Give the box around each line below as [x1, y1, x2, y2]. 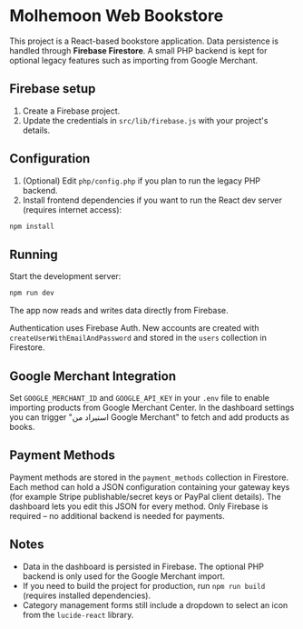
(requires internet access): [22, 204, 122, 215]
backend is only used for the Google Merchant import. [22, 570, 225, 582]
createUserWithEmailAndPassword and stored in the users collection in [9, 333, 268, 344]
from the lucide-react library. [22, 609, 134, 620]
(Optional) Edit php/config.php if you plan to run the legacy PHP [22, 175, 261, 186]
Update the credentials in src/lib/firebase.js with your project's [22, 115, 269, 125]
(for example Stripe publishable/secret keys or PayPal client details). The [9, 491, 281, 502]
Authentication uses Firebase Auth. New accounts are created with [9, 323, 260, 334]
